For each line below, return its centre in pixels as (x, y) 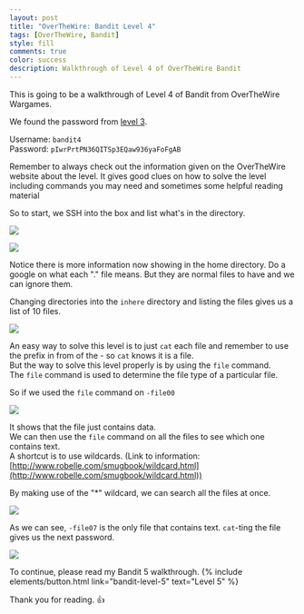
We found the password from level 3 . (78, 121)
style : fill (32, 43)
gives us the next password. (62, 537)
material (25, 195)
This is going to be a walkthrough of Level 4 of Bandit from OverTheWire (145, 94)
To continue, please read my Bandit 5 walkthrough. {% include (126, 571)
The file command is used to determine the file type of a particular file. (144, 374)
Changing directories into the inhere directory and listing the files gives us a (151, 302)
